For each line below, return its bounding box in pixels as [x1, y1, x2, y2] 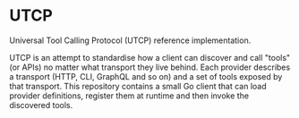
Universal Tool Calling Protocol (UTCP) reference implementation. [9, 35, 252, 46]
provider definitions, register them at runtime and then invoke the [9, 90, 249, 101]
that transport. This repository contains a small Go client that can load [9, 80, 267, 91]
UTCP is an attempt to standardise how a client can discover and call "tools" [9, 52, 291, 63]
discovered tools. [9, 99, 73, 110]
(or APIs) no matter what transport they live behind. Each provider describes [9, 62, 291, 72]
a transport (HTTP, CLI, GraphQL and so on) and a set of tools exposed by [9, 71, 283, 81]
